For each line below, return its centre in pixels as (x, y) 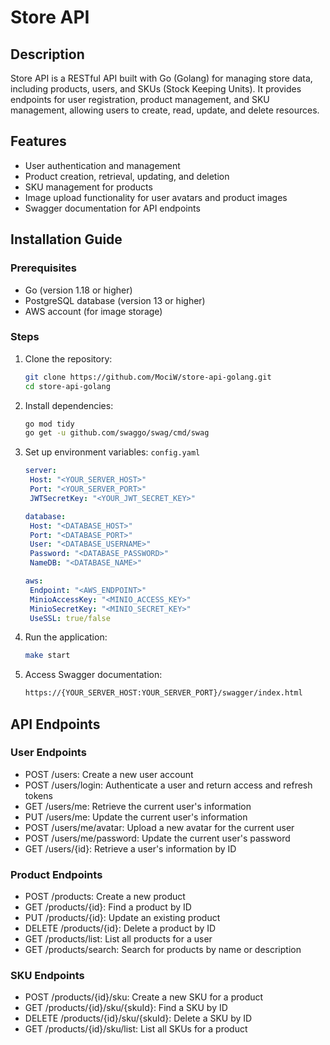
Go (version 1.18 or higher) (78, 290)
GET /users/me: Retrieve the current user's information (138, 806)
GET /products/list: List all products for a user (118, 939)
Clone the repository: (68, 358)
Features (38, 141)
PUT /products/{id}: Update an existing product (122, 918)
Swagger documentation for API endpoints (112, 208)
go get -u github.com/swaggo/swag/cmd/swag (117, 433)
